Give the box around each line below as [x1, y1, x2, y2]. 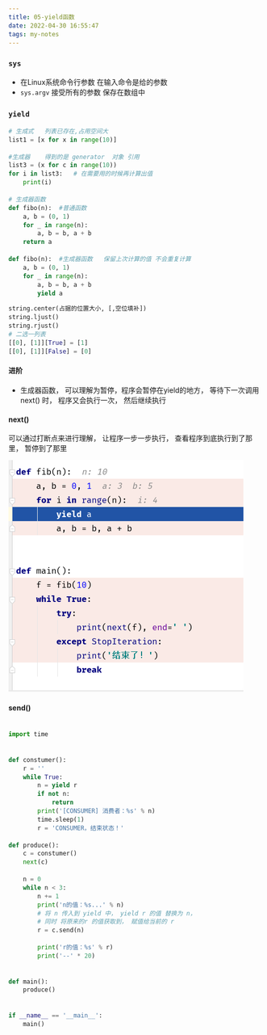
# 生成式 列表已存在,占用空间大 [8, 127, 109, 135]
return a [23, 238, 52, 246]
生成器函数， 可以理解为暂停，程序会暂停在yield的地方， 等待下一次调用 [19, 385, 260, 395]
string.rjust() [8, 322, 60, 330]
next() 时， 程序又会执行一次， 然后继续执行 [19, 395, 167, 405]
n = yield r [37, 781, 78, 789]
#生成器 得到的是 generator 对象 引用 [8, 153, 140, 161]
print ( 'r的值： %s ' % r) [37, 944, 114, 952]
